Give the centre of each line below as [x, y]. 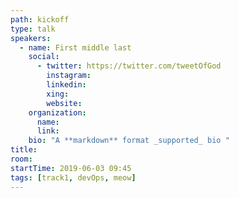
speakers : [31, 38]
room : [21, 159]
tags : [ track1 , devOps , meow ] [73, 177]
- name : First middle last [75, 47]
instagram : [69, 76]
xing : [58, 94]
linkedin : [66, 85]
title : [24, 150]
